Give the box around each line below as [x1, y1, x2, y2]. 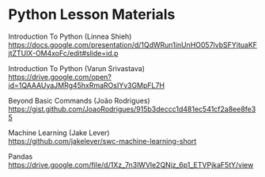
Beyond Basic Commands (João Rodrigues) [8, 96, 150, 105]
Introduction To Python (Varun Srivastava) [8, 63, 145, 73]
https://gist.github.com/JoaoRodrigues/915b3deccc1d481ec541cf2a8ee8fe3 [8, 104, 256, 114]
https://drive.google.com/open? [8, 72, 112, 81]
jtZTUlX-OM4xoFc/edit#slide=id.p [8, 48, 119, 58]
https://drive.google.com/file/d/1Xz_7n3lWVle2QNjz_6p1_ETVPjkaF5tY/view [8, 160, 254, 169]
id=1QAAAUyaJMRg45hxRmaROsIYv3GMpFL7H [8, 81, 165, 90]
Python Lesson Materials [8, 6, 176, 24]
